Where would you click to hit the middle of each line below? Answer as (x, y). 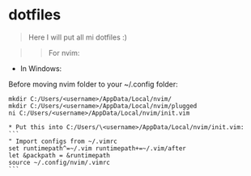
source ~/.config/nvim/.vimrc (60, 162)
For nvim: (64, 52)
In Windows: (41, 68)
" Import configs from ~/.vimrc (63, 141)
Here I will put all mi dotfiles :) (78, 37)
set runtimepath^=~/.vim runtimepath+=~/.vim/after (97, 148)
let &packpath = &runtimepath (60, 155)
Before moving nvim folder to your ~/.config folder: (93, 84)
